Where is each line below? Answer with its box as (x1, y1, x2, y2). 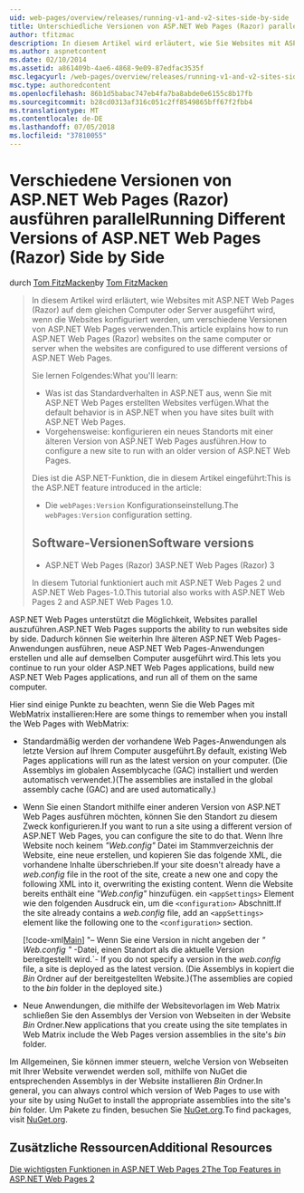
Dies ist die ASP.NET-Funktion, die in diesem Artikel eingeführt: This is (31, 472, 291, 483)
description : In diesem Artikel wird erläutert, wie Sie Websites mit (9, 38, 281, 48)
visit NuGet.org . (9, 1113, 68, 1124)
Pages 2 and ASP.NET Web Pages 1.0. (31, 596, 174, 607)
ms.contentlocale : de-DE (9, 114, 103, 123)
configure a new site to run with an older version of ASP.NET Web (44, 445, 291, 456)
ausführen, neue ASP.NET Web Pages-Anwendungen (65, 642, 265, 653)
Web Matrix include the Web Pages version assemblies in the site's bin (22, 1029, 287, 1040)
